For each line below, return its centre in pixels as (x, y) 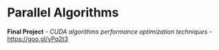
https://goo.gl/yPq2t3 (38, 38)
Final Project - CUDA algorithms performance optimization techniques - (109, 32)
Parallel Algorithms (63, 13)
